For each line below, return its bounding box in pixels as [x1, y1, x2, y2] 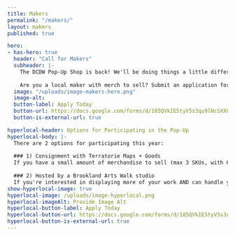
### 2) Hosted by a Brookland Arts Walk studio [13, 172, 155, 179]
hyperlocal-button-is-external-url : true [7, 218, 130, 225]
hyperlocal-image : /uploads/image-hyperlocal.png [7, 192, 155, 199]
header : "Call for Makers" [13, 55, 92, 63]
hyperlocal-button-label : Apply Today [7, 204, 120, 212]
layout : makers [7, 23, 52, 30]
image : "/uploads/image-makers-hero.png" [13, 88, 136, 95]
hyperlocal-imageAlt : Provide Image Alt [7, 198, 127, 205]
